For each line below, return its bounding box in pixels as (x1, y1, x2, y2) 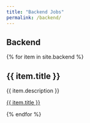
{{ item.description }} (6, 87, 60, 94)
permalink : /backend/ (6, 15, 62, 21)
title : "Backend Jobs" (6, 9, 64, 15)
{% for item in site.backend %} (6, 53, 84, 61)
